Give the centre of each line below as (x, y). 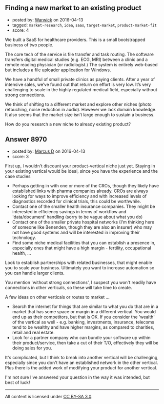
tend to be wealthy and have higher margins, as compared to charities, (83, 327)
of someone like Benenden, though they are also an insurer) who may (82, 227)
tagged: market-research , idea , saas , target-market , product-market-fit (84, 25)
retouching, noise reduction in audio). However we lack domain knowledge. (81, 109)
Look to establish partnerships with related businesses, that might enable (79, 263)
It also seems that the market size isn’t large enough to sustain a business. (80, 115)
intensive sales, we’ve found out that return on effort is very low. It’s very (78, 84)
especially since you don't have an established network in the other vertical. (82, 363)
